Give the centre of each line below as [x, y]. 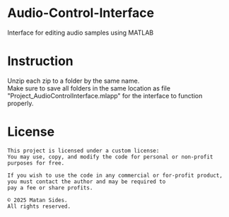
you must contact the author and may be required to [87, 182]
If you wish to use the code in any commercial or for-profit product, [115, 175]
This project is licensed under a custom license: [83, 151]
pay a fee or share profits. [50, 188]
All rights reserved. [39, 206]
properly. [20, 103]
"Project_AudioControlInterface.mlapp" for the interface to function [105, 95]
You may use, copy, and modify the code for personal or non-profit [110, 157]
